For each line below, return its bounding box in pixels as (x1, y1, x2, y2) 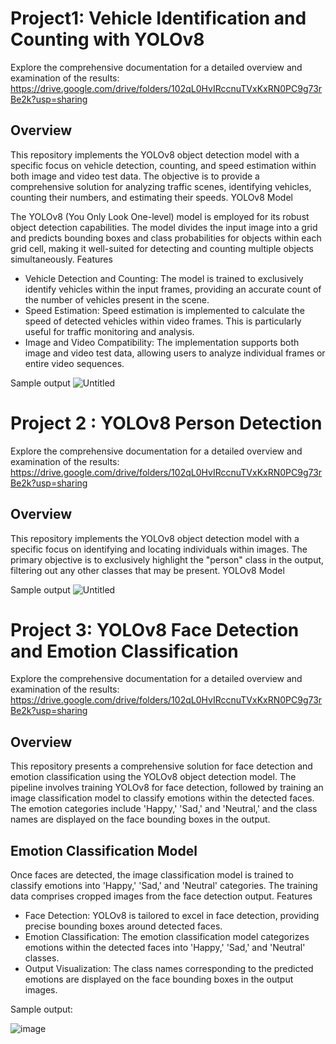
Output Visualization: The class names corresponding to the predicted (24, 963, 314, 975)
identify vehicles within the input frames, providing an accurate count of (24, 283, 322, 295)
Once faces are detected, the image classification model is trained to (10, 869, 294, 881)
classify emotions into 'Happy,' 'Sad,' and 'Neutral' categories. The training (10, 880, 318, 892)
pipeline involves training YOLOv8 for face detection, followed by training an (10, 782, 324, 794)
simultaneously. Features (10, 253, 113, 265)
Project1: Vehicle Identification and (10, 7, 307, 30)
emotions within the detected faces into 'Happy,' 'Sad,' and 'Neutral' (24, 942, 306, 954)
